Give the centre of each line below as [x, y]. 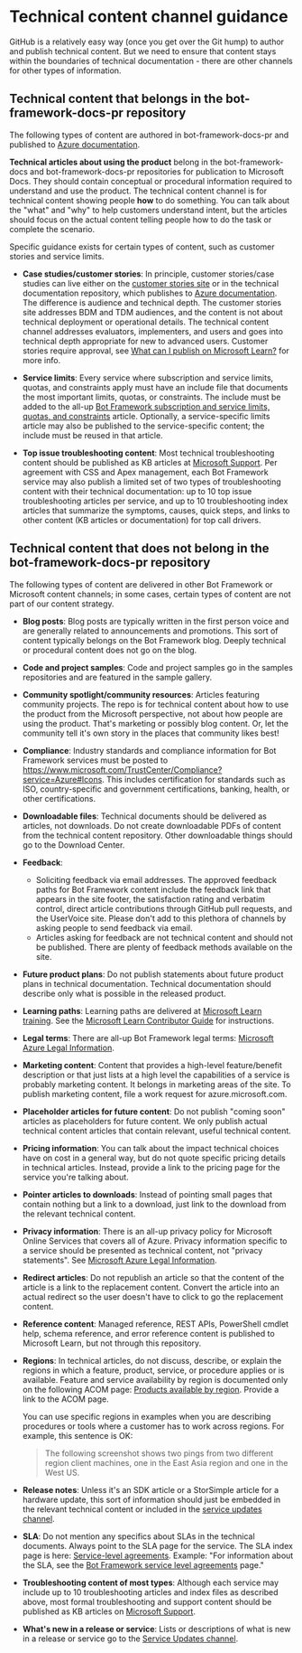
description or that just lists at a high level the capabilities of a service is [156, 1075]
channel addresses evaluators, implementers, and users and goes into [153, 331]
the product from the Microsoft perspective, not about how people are [153, 714]
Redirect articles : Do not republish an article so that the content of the [153, 1277]
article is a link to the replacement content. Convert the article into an [151, 1287]
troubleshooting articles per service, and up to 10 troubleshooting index [155, 501]
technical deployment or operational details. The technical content [146, 322]
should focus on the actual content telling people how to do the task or [141, 220]
